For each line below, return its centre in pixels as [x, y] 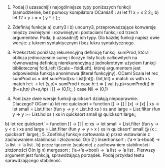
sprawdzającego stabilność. [34, 160]
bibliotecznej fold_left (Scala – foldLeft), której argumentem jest [76, 68]
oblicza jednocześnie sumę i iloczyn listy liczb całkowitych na [75, 58]
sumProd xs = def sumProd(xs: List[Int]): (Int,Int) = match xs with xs [81, 79]
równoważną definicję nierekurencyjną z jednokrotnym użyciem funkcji [84, 63]
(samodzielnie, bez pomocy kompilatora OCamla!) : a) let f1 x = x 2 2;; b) [85, 12]
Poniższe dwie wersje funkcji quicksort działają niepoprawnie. [75, 99]
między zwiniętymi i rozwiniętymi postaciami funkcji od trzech [75, 32]
